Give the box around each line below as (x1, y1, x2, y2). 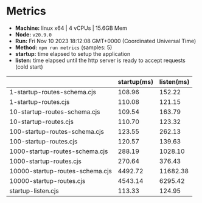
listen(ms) (159, 77, 190, 86)
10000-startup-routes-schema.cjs (9, 167, 113, 175)
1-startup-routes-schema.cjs (9, 88, 96, 96)
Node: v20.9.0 (15, 30, 52, 38)
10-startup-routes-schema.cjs (9, 108, 100, 116)
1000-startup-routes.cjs (9, 157, 82, 165)
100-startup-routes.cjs (9, 137, 78, 145)
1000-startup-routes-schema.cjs (9, 147, 108, 156)
